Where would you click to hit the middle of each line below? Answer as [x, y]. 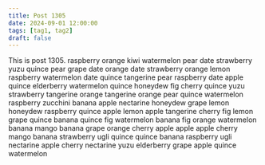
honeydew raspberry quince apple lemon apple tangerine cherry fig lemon [131, 112]
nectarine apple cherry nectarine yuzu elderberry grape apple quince [123, 145]
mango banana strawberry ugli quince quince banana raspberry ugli [120, 137]
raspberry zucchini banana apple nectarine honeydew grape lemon [119, 103]
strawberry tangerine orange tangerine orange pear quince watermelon [126, 94]
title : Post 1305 [37, 16]
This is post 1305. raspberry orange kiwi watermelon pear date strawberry [131, 61]
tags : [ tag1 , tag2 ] [41, 30]
